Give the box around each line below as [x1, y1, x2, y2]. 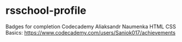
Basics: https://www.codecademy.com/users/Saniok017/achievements [5, 29, 176, 36]
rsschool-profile [5, 4, 87, 17]
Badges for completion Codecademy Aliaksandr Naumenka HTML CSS [5, 23, 176, 30]
